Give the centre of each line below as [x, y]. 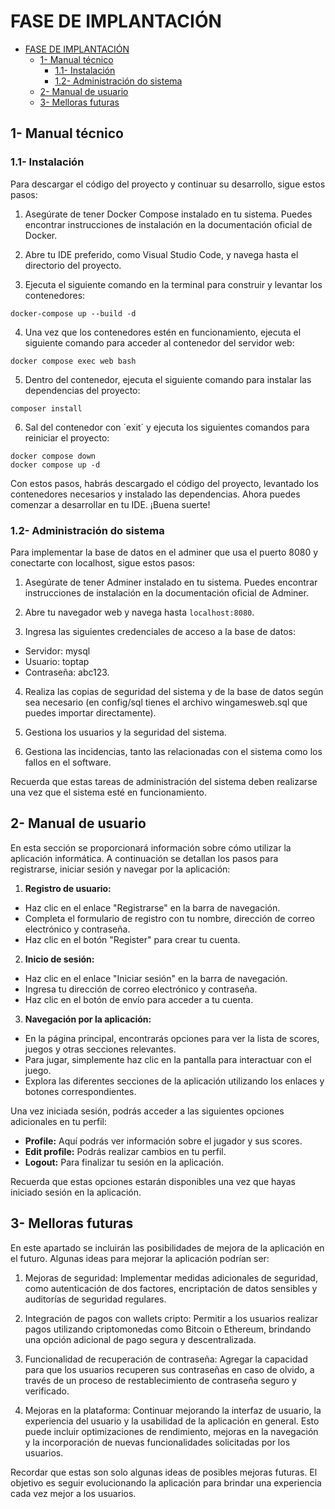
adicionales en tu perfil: [59, 1121]
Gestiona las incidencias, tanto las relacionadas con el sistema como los [173, 751]
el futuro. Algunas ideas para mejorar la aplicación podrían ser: [140, 1258]
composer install [46, 408]
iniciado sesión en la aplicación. [76, 1192]
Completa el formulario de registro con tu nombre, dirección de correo [169, 918]
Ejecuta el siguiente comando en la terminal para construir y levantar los [173, 284]
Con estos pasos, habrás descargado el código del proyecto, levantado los [164, 483]
